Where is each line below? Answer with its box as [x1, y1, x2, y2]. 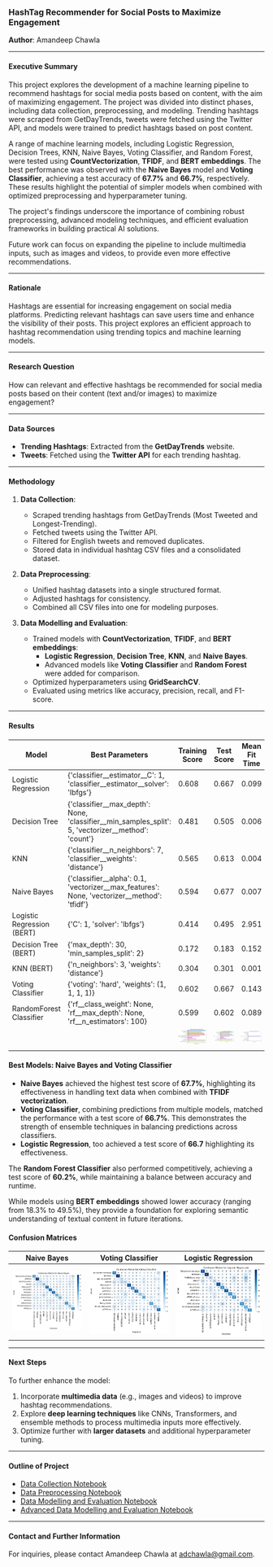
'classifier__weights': [67, 853, 137, 863]
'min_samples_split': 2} [67, 948, 145, 958]
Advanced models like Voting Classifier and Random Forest [44, 660, 248, 670]
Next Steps [8, 1358, 47, 1368]
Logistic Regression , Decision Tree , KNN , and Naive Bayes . [44, 651, 248, 661]
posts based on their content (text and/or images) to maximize [8, 388, 218, 398]
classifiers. [19, 1131, 57, 1140]
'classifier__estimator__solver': [67, 779, 169, 789]
